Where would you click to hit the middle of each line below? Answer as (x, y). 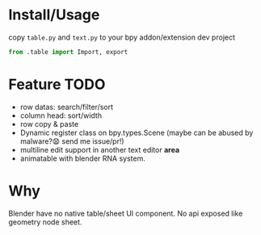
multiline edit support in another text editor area (100, 149)
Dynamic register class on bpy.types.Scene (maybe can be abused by (137, 132)
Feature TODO (57, 84)
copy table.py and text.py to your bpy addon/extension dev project (122, 37)
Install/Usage (54, 15)
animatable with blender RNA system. (82, 158)
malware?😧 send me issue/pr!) (72, 141)
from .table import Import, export (68, 52)
